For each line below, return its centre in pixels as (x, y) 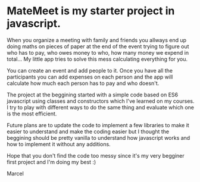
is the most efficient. (32, 114)
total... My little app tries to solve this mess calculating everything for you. (97, 59)
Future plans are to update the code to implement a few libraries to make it (98, 125)
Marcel (15, 173)
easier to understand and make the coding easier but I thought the (88, 131)
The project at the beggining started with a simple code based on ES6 (93, 95)
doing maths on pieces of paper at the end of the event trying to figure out (98, 46)
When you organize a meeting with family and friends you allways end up (97, 40)
